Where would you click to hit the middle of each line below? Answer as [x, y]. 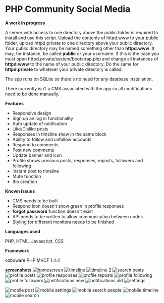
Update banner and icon [37, 155]
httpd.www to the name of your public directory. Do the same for [72, 64]
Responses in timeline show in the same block [59, 134]
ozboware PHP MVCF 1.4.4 [33, 260]
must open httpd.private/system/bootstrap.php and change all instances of [82, 59]
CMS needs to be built [35, 201]
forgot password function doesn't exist [53, 211]
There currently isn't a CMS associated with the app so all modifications [79, 88]
